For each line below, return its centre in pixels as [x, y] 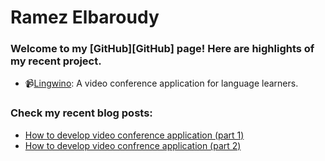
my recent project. [56, 61]
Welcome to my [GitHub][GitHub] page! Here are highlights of [162, 49]
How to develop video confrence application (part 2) [133, 145]
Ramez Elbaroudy [85, 17]
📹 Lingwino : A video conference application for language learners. [161, 83]
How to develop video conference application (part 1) [134, 135]
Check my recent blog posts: [81, 113]
